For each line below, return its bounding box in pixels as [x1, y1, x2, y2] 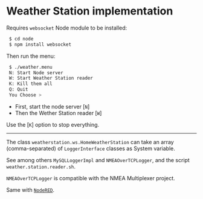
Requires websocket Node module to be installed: [6, 24, 127, 31]
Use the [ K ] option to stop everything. [6, 121, 100, 128]
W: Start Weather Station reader [8, 75, 94, 81]
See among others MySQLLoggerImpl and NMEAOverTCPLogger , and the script [6, 156, 190, 163]
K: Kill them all [8, 81, 53, 87]
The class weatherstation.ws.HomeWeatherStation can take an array [6, 138, 174, 145]
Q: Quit [8, 86, 28, 93]
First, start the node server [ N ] [14, 103, 90, 110]
